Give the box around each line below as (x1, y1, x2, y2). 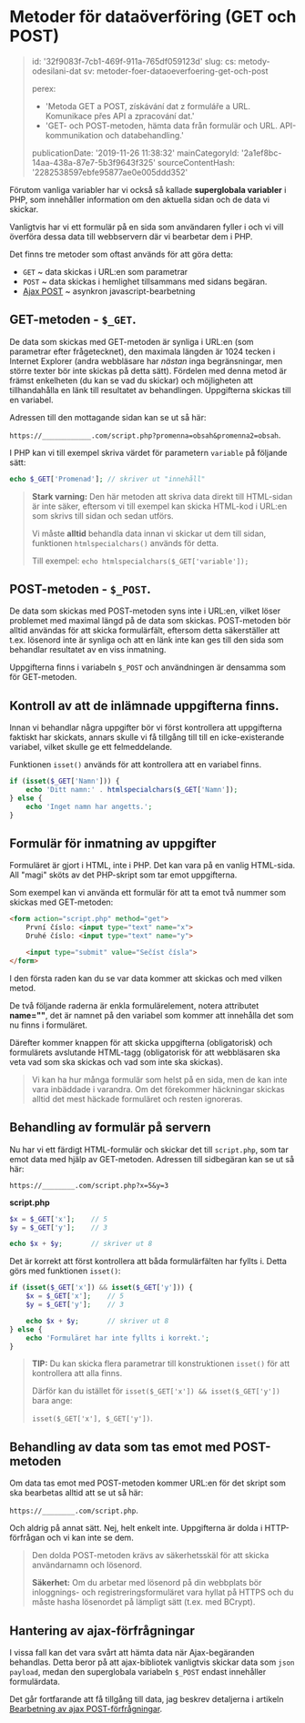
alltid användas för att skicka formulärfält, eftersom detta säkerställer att (9, 625, 280, 636)
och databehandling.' (104, 129, 184, 140)
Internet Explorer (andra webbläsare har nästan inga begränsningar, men (9, 355, 283, 366)
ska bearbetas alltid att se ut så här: (9, 1487, 144, 1498)
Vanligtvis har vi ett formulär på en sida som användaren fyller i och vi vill (9, 221, 284, 232)
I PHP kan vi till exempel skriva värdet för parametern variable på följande (9, 447, 288, 458)
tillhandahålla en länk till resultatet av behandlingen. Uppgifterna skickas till (9, 384, 291, 395)
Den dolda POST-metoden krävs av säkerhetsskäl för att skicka (31, 1550, 269, 1561)
